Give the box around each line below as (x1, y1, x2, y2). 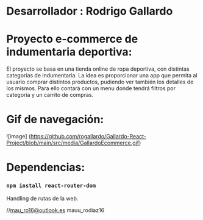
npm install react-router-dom (6, 182, 96, 190)
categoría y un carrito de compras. (6, 91, 93, 99)
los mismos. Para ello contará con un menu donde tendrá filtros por (6, 85, 176, 92)
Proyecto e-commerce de (6, 32, 138, 46)
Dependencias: (6, 160, 85, 174)
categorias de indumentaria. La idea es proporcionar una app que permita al (6, 72, 198, 79)
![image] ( (6, 133, 31, 140)
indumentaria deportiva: (6, 45, 132, 59)
